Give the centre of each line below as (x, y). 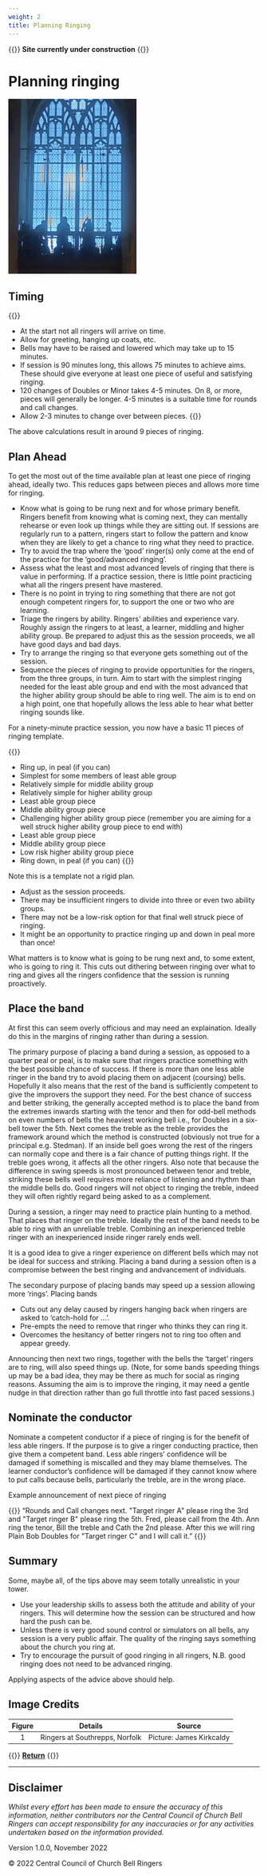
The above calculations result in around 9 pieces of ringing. (106, 432)
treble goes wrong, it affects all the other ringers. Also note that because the (134, 1162)
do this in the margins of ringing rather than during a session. (109, 1036)
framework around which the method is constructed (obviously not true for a (134, 1137)
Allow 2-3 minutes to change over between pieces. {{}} (110, 416)
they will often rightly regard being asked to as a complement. (110, 1196)
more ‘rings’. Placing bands (53, 1293)
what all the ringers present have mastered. (91, 585)
